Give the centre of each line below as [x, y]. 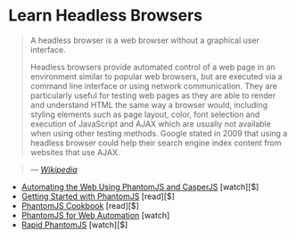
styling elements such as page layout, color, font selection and [145, 114]
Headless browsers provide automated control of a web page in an [152, 67]
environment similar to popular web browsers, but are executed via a [156, 76]
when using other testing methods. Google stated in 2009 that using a [159, 133]
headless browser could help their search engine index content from [156, 143]
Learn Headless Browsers [106, 16]
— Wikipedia [53, 169]
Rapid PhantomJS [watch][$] [74, 225]
